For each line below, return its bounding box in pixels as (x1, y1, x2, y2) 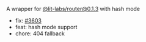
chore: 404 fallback (15, 30, 65, 37)
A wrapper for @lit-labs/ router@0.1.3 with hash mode (6, 5, 141, 12)
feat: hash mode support (15, 24, 78, 30)
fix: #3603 (15, 17, 42, 24)
